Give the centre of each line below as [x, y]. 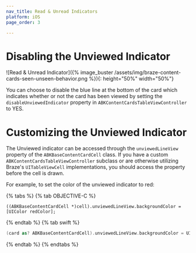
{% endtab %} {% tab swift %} [43, 223]
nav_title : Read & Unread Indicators [52, 11]
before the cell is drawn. [35, 174]
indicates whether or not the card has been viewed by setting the [84, 96]
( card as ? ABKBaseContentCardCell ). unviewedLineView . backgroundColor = [95, 233]
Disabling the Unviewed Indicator [88, 56]
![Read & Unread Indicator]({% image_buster [60, 72]
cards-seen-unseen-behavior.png [47, 79]
